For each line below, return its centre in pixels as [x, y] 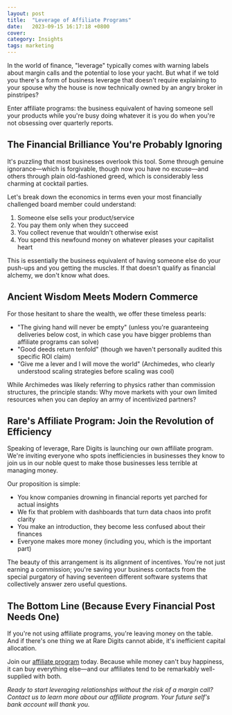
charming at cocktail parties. [48, 183]
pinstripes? [23, 95]
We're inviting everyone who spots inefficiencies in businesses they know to [116, 456]
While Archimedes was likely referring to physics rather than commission [111, 384]
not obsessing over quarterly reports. [60, 123]
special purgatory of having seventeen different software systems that [107, 577]
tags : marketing [30, 46]
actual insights [38, 505]
